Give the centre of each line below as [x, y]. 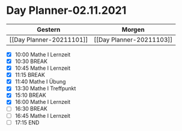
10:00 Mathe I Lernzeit [43, 54]
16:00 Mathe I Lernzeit [43, 102]
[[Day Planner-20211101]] [49, 40]
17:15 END [27, 122]
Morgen [133, 29]
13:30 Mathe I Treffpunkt [45, 88]
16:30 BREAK [31, 109]
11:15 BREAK [30, 75]
